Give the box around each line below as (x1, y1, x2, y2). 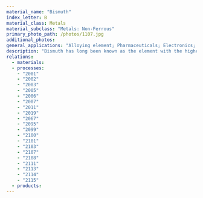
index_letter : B (6, 14, 47, 21)
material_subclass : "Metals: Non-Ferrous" (6, 25, 115, 32)
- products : (11, 183, 42, 189)
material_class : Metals (6, 20, 66, 26)
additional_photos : (6, 37, 56, 43)
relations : (6, 54, 34, 60)
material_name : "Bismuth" (6, 8, 71, 15)
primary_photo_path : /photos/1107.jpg (6, 31, 104, 37)
